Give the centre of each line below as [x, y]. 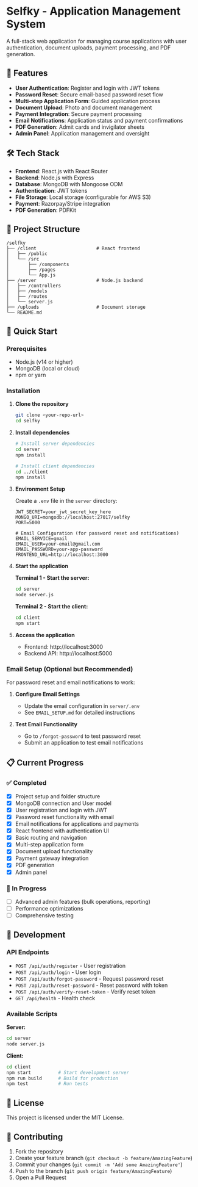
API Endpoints [28, 952]
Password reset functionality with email [65, 817]
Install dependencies [42, 433]
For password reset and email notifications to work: [71, 682]
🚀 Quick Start [32, 331]
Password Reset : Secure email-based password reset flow [89, 94]
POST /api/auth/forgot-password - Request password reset [89, 978]
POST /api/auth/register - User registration [70, 965]
